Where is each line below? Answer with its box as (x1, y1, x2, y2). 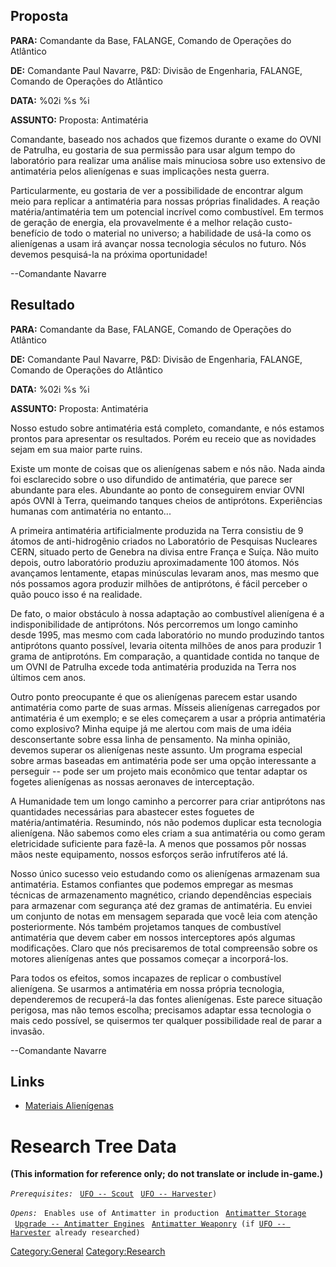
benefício (10, 227, 50, 239)
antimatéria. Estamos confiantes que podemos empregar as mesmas (10, 878, 294, 890)
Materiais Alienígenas (24, 1100, 114, 1112)
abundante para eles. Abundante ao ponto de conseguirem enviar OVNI (10, 484, 305, 496)
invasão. (10, 1025, 45, 1037)
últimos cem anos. (10, 671, 87, 683)
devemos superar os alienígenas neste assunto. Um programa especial (10, 744, 303, 756)
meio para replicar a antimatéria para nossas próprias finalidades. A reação (10, 195, 320, 207)
